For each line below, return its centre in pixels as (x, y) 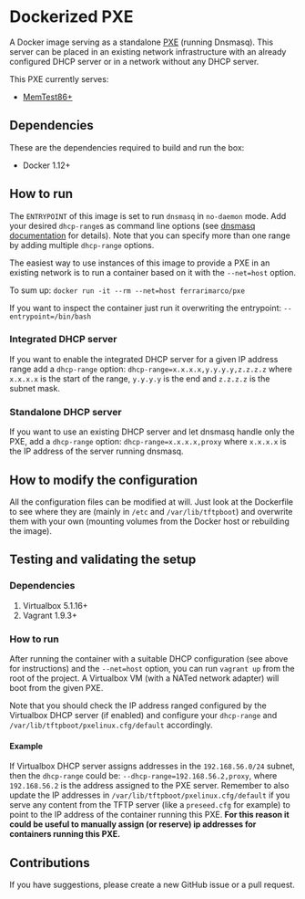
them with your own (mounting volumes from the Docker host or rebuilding (149, 521)
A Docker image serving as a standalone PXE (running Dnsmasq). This (142, 42)
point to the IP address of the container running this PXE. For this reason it (149, 815)
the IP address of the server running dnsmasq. (97, 451)
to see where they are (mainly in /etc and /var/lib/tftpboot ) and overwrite (151, 511)
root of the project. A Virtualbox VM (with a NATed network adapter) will (144, 678)
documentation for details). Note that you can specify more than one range (150, 235)
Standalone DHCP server (66, 412)
